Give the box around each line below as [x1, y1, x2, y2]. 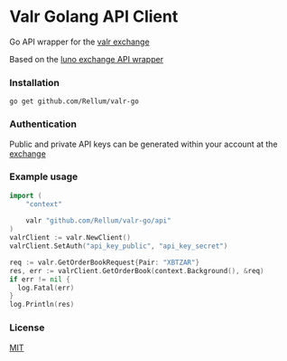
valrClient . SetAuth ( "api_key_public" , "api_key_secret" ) [9, 242, 228, 251]
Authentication [9, 118, 77, 130]
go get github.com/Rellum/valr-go [9, 97, 140, 106]
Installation [9, 76, 60, 89]
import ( [9, 191, 42, 200]
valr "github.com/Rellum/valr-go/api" [25, 216, 171, 225]
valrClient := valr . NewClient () [9, 233, 131, 242]
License [9, 321, 45, 334]
